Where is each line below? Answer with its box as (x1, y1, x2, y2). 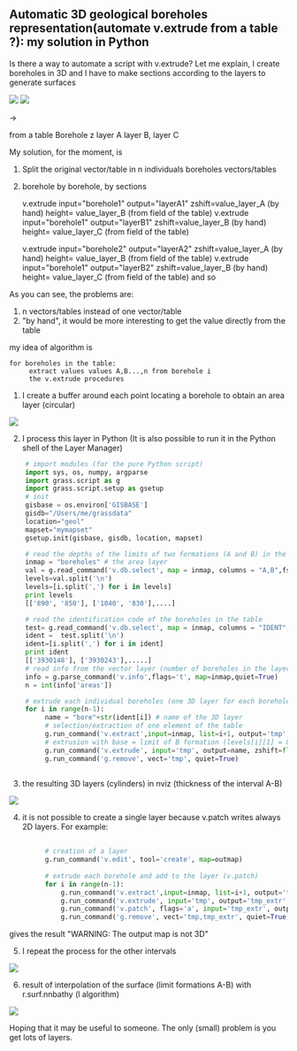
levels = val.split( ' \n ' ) (25, 574, 113, 583)
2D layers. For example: (21, 822, 109, 832)
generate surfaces (9, 77, 77, 88)
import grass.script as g (25, 476, 121, 485)
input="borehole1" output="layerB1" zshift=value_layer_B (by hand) (21, 217, 267, 227)
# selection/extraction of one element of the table (44, 721, 243, 731)
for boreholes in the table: (9, 358, 117, 368)
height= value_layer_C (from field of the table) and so (21, 272, 217, 282)
